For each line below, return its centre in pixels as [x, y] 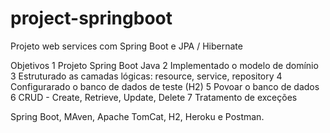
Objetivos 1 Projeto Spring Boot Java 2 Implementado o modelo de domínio [164, 65]
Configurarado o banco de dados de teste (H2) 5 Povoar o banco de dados [165, 86]
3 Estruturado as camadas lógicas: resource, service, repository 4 [146, 76]
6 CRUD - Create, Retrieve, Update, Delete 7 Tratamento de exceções [154, 97]
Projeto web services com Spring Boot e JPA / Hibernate [126, 46]
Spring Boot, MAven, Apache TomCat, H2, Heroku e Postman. [137, 116]
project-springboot [91, 18]
